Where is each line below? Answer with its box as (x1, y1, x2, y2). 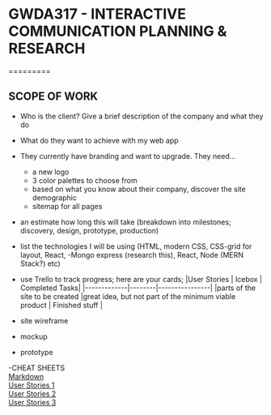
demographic (32, 192, 77, 203)
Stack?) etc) (19, 259, 61, 268)
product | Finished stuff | (19, 300, 104, 310)
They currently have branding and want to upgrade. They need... (19, 151, 236, 160)
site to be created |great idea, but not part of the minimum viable (19, 291, 236, 301)
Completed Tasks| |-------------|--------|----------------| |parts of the (19, 283, 256, 293)
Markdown (8, 371, 44, 381)
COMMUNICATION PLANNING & (8, 22, 227, 41)
